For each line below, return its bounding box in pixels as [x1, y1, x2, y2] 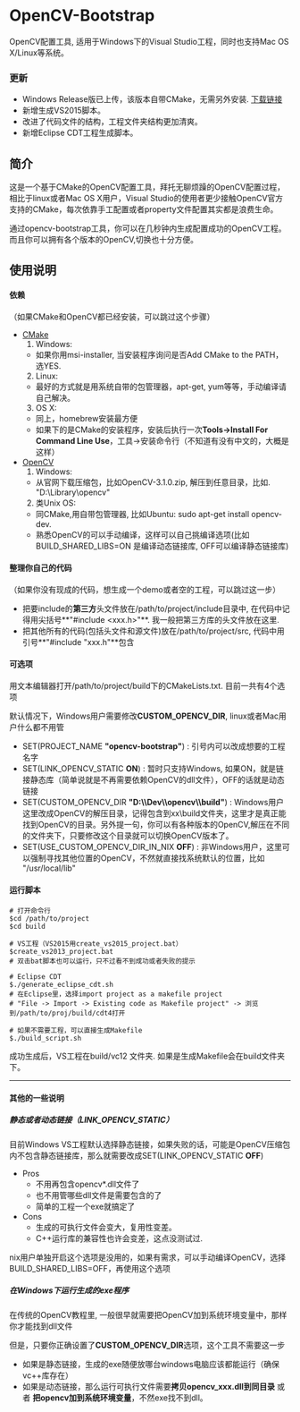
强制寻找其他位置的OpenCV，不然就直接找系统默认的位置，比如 [29, 853, 265, 863]
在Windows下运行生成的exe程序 [9, 1285, 129, 1296]
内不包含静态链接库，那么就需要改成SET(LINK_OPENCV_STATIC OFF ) [9, 1150, 264, 1161]
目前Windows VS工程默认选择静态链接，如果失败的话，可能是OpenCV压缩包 [9, 1138, 291, 1150]
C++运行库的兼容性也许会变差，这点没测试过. [35, 1232, 204, 1244]
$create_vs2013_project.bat [9, 948, 114, 957]
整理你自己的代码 [9, 563, 72, 574]
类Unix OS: [35, 498, 76, 508]
